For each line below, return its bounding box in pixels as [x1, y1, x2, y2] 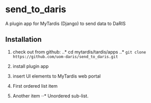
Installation [5, 35, 42, 44]
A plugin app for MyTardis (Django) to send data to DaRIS [5, 20, 126, 27]
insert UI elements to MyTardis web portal [12, 73, 101, 79]
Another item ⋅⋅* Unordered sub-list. [12, 93, 89, 99]
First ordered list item [12, 83, 58, 89]
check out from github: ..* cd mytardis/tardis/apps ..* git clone [12, 48, 146, 55]
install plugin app [12, 63, 49, 69]
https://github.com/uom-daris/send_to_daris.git [12, 54, 118, 59]
